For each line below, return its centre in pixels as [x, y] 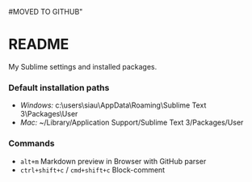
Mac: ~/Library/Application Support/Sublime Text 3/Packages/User [132, 123]
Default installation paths [59, 87]
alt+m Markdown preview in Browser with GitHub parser [113, 161]
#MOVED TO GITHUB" [46, 12]
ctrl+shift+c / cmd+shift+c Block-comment [92, 170]
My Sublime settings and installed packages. [83, 66]
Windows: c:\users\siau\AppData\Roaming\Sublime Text [113, 105]
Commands [31, 143]
